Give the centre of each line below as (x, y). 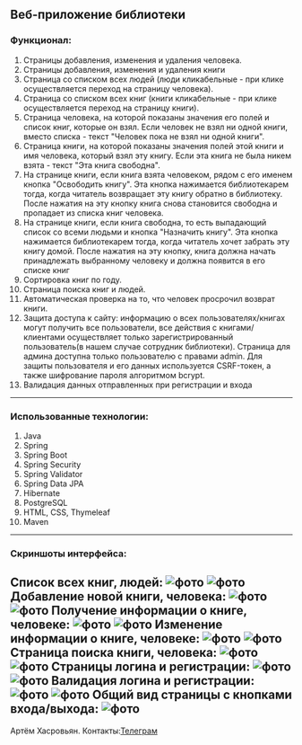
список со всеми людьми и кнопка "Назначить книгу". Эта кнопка (151, 232)
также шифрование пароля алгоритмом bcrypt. (114, 375)
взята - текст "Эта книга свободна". (91, 164)
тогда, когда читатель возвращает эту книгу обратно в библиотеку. (153, 193)
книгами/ (237, 327)
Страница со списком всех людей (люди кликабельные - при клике (154, 79)
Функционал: (41, 40)
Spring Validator (53, 474)
